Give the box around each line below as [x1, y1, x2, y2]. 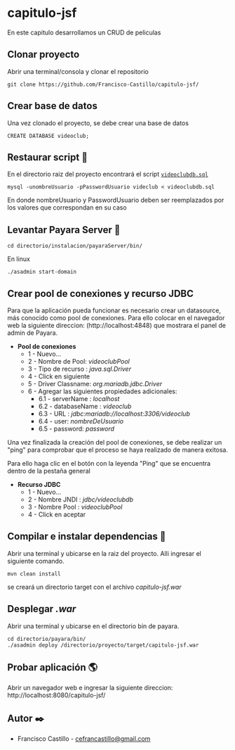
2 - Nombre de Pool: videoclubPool [27, 357, 130, 365]
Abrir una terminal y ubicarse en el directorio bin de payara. [7, 621, 180, 630]
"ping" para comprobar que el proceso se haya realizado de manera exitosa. [7, 445, 229, 454]
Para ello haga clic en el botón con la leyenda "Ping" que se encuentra [7, 459, 211, 467]
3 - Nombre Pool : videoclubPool [27, 503, 123, 511]
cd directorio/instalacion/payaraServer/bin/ [7, 243, 142, 250]
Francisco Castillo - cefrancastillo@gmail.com [17, 735, 151, 743]
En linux [7, 255, 30, 263]
